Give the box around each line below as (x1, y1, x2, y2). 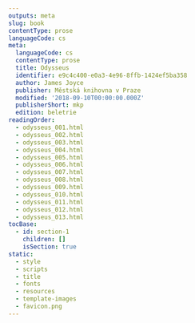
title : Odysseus (15, 64, 70, 72)
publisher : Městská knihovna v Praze (15, 86, 141, 95)
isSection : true (22, 243, 78, 251)
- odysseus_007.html (15, 168, 84, 176)
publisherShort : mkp (15, 101, 84, 109)
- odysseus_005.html (15, 153, 84, 161)
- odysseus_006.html (15, 161, 84, 169)
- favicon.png (15, 302, 62, 310)
